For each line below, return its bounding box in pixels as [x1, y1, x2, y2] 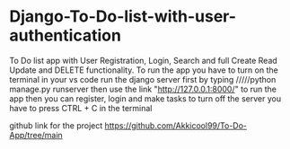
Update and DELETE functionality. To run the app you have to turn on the [9, 65, 278, 75]
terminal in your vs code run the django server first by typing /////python [9, 74, 277, 84]
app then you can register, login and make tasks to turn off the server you [9, 92, 281, 104]
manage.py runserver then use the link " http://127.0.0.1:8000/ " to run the [9, 83, 277, 94]
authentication [9, 25, 121, 46]
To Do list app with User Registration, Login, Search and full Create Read [9, 55, 278, 66]
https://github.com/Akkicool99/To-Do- [104, 119, 248, 131]
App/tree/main [9, 129, 63, 140]
